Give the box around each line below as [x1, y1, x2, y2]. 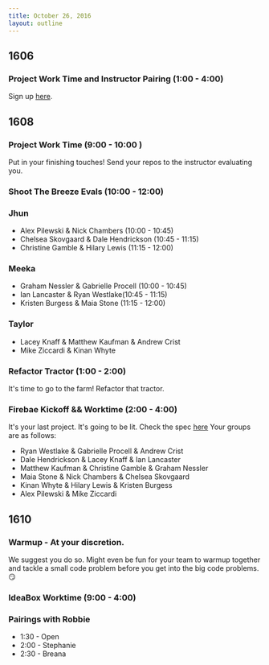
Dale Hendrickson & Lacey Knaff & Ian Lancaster [19, 455, 181, 465]
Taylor [8, 319, 34, 330]
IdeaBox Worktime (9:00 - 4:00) [8, 592, 137, 603]
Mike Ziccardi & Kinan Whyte [19, 345, 116, 355]
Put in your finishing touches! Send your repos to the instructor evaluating [8, 157, 253, 167]
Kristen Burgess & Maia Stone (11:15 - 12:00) [19, 299, 166, 308]
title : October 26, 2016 [8, 11, 92, 20]
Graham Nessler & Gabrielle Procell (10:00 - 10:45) [19, 281, 187, 291]
